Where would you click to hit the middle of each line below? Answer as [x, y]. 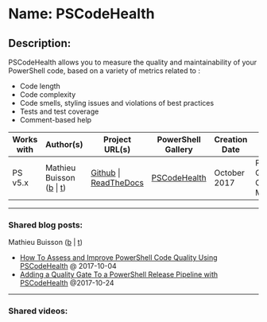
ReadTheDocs [118, 182]
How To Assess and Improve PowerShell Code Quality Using [118, 258]
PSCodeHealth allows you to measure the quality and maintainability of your [133, 62]
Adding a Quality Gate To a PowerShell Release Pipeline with [119, 274]
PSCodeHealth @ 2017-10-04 [68, 266]
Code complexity [48, 95]
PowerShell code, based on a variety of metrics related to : [104, 71]
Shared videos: [38, 311]
